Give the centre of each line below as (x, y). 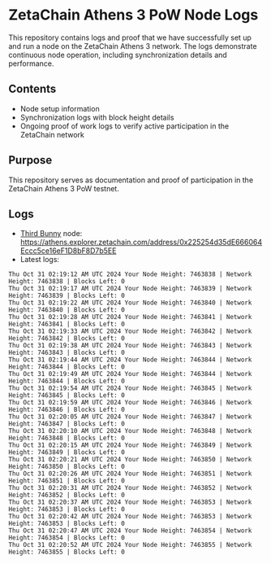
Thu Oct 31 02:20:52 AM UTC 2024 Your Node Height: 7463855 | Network (130, 545)
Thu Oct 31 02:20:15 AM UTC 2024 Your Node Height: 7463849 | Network (130, 445)
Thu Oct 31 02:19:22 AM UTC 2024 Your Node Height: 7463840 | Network (130, 303)
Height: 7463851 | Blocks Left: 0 (67, 481)
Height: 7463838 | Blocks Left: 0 (67, 282)
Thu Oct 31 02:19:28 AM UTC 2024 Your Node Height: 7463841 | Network (130, 317)
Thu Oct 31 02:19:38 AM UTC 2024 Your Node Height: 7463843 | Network (130, 346)
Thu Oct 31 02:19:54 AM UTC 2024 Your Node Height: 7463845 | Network (130, 388)
